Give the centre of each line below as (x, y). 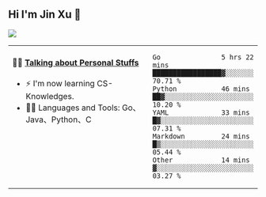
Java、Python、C (59, 119)
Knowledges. (50, 97)
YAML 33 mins (201, 112)
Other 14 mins (201, 160)
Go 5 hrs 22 (203, 57)
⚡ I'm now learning (60, 84)
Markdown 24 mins (201, 136)
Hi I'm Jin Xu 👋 (45, 15)
